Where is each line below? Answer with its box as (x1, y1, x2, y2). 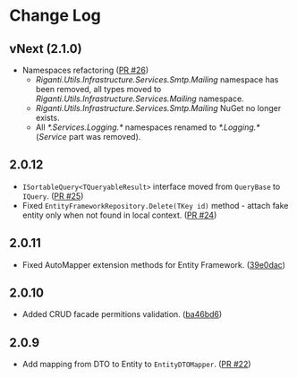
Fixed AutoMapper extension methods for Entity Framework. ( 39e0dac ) (21, 259, 286, 270)
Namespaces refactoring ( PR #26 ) (21, 64, 149, 75)
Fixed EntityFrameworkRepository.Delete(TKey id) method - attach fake (21, 200, 289, 210)
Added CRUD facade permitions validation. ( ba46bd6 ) (21, 309, 223, 320)
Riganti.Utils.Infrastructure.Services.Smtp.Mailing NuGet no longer (35, 103, 282, 113)
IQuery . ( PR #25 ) (21, 190, 84, 202)
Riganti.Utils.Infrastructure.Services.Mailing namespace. (35, 93, 244, 104)
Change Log (9, 5, 101, 26)
